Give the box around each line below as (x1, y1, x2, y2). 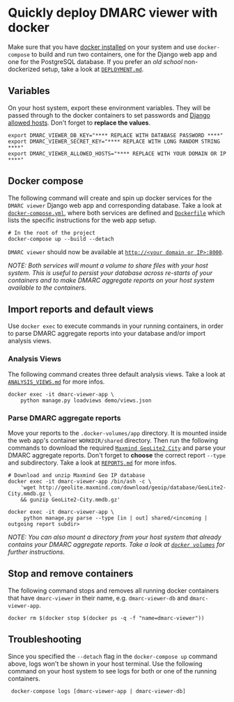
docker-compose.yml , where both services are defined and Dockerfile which (8, 208, 226, 217)
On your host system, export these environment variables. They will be (8, 103, 211, 112)
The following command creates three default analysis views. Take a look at (8, 370, 226, 378)
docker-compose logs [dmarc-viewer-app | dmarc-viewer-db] (10, 687, 187, 694)
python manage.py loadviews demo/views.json (20, 397, 152, 404)
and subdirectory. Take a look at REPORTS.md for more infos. (8, 458, 177, 467)
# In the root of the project (8, 229, 96, 236)
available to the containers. (8, 283, 86, 292)
